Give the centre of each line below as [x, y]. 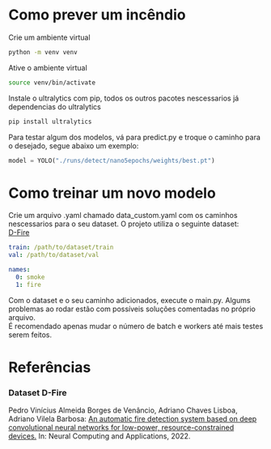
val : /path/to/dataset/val [54, 255]
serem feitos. [30, 335]
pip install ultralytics [50, 122]
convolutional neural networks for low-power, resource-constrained [121, 428]
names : [19, 270]
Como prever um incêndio [97, 15]
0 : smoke [30, 277]
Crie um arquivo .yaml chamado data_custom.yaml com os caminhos [123, 216]
